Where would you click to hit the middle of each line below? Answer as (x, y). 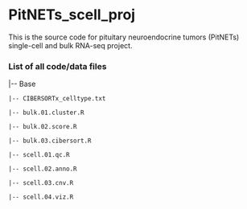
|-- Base (22, 84)
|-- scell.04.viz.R (41, 197)
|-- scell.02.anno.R (43, 169)
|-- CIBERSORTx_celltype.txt (57, 99)
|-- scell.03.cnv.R (41, 183)
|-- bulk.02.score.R (43, 127)
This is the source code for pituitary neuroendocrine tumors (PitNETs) (124, 37)
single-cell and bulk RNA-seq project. (70, 45)
